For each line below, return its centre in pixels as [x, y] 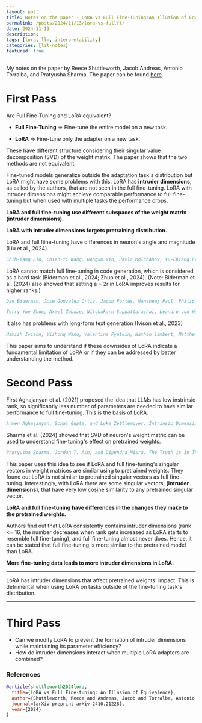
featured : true [25, 51]
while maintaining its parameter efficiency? [68, 646]
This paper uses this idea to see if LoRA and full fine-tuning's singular [93, 464]
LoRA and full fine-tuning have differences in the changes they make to [97, 507]
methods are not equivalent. [41, 163]
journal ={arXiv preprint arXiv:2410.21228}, [68, 704]
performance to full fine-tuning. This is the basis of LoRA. [78, 412]
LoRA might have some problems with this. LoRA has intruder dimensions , [99, 181]
